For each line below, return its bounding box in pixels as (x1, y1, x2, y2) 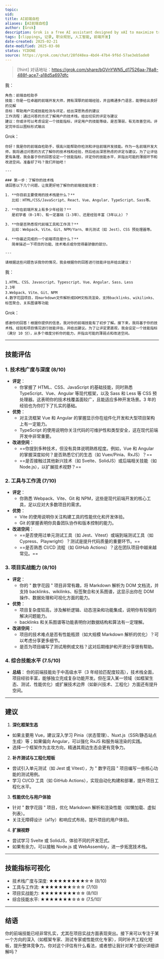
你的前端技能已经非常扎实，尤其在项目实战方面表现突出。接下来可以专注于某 (5, 931, 159, 936)
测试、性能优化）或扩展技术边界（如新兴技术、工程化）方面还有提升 (20, 681, 158, 687)
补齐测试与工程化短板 (12, 755, 55, 761)
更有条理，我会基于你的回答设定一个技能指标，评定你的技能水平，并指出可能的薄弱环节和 (5, 155, 158, 160)
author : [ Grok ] (5, 25, 36, 30)
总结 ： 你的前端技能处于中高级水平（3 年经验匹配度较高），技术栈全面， (12, 669, 157, 675)
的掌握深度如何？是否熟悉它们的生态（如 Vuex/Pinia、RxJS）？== (19, 452, 153, 458)
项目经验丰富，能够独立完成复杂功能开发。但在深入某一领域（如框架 (12, 675, 149, 681)
